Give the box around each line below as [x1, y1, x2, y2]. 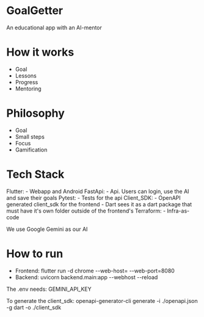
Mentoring [15, 85, 42, 92]
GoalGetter [6, 4, 64, 18]
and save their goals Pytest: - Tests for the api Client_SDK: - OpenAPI [6, 194, 181, 202]
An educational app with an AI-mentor [6, 24, 103, 31]
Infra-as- [167, 207, 190, 214]
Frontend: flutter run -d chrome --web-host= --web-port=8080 [15, 267, 175, 274]
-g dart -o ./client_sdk [6, 304, 62, 311]
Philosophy [6, 106, 65, 120]
